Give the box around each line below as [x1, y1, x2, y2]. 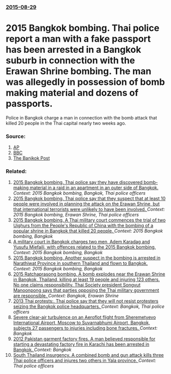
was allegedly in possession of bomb [6, 76, 165, 88]
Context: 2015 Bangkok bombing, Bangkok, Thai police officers [13, 190, 146, 196]
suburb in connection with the [6, 55, 135, 67]
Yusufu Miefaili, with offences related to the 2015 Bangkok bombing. [13, 244, 156, 250]
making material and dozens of [6, 87, 139, 99]
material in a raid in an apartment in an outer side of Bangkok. [29, 184, 159, 191]
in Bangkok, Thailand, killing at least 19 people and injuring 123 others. [13, 276, 160, 283]
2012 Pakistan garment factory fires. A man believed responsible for [13, 336, 156, 342]
